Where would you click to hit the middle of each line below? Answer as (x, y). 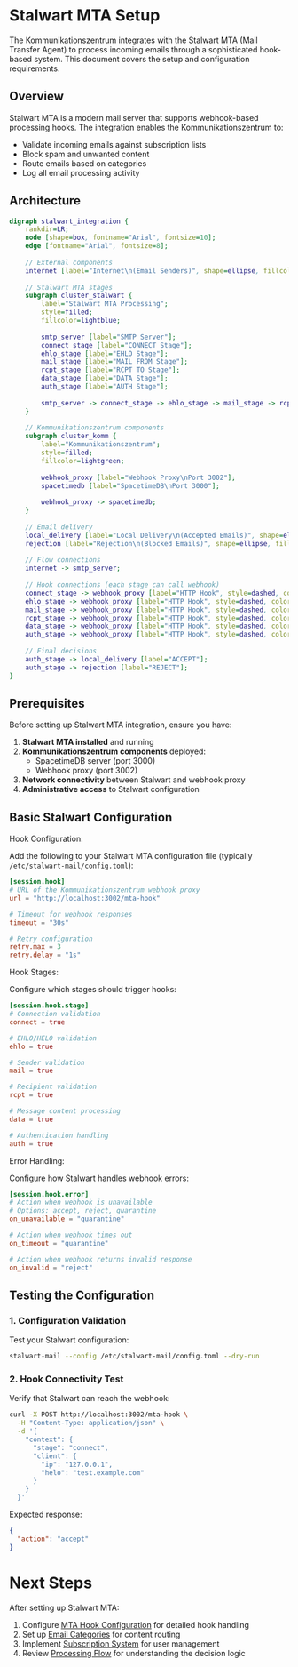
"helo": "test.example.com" (93, 1472)
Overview (37, 96)
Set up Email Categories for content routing (101, 1634)
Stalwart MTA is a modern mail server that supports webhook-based (134, 117)
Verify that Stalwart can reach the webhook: (90, 1399)
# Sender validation (47, 1062)
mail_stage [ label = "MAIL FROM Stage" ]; (115, 362)
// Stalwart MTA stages (69, 287)
